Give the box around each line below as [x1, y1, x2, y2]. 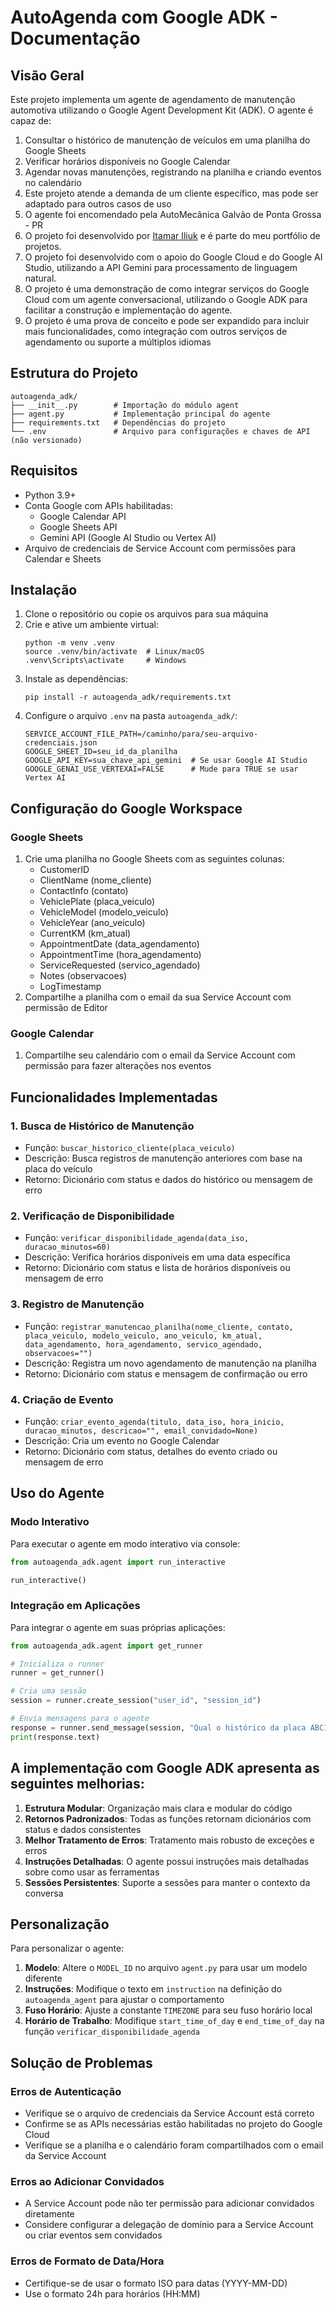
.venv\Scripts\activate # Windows [24, 656, 187, 666]
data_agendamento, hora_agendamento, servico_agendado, [24, 1339, 263, 1350]
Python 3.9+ [24, 489, 77, 501]
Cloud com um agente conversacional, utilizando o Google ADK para [24, 294, 308, 305]
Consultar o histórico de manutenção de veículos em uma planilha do [24, 134, 311, 146]
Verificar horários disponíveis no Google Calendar [24, 156, 231, 167]
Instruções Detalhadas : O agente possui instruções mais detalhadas [24, 1855, 310, 1867]
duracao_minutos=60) [24, 1242, 111, 1253]
